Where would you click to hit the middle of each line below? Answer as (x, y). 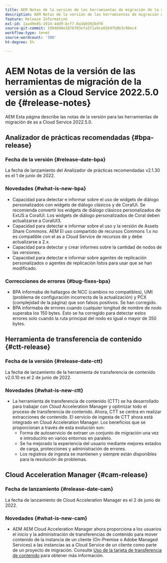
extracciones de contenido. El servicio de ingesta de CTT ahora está (83, 417)
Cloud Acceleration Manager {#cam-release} (77, 475)
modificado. (25, 268)
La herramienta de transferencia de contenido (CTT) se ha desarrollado (85, 401)
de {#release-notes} (48, 103)
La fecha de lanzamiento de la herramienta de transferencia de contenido (80, 372)
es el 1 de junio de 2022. (30, 176)
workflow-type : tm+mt (28, 33)
